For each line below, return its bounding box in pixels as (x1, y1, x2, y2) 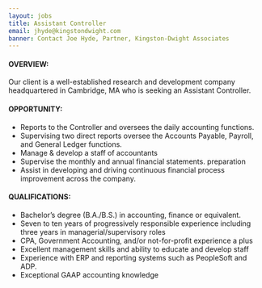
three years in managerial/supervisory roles (19, 227, 166, 236)
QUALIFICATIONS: (8, 192, 71, 202)
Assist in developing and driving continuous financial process (19, 165, 225, 174)
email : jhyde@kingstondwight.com (8, 27, 121, 35)
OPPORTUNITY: (8, 104, 63, 114)
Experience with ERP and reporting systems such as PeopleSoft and (19, 253, 247, 262)
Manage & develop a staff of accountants (19, 148, 158, 157)
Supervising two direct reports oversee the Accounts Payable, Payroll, (19, 131, 254, 140)
